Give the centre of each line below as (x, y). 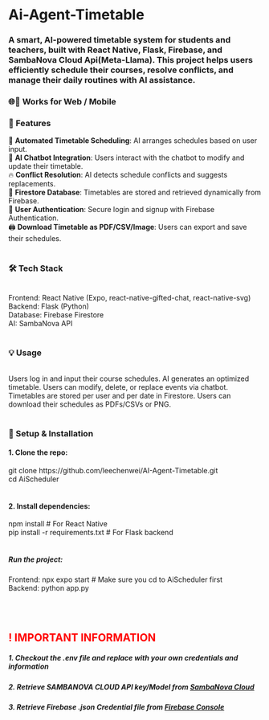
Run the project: (36, 559)
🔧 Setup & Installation (51, 433)
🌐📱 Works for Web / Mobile (62, 102)
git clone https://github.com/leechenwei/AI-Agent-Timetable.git (113, 471)
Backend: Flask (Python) (49, 306)
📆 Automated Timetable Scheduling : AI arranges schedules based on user (133, 141)
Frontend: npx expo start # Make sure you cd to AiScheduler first (116, 579)
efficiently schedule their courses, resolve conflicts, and (121, 70)
